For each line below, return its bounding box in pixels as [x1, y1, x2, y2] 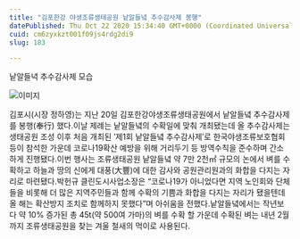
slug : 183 [9, 37, 46, 47]
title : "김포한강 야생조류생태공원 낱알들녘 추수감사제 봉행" [9, 12, 203, 22]
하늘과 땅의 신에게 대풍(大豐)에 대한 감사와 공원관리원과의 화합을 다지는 [32, 165, 281, 176]
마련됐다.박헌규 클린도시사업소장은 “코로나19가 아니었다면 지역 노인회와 [25, 176, 274, 187]
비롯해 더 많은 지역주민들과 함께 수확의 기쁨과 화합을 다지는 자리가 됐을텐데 [25, 187, 286, 198]
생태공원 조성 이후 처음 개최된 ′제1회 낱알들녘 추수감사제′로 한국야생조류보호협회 [9, 131, 286, 143]
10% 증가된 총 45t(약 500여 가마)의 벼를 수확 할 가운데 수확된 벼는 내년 [28, 210, 276, 220]
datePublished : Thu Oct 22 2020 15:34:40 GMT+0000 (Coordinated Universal [9, 21, 294, 30]
